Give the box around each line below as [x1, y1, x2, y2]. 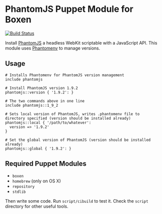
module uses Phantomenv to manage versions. [5, 45, 100, 51]
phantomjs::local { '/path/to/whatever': [5, 120, 92, 125]
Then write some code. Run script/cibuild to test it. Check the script [5, 198, 149, 204]
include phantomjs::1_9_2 [5, 103, 58, 108]
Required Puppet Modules [5, 160, 87, 168]
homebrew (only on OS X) [12, 178, 61, 184]
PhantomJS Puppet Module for [5, 3, 134, 15]
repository [12, 184, 35, 189]
